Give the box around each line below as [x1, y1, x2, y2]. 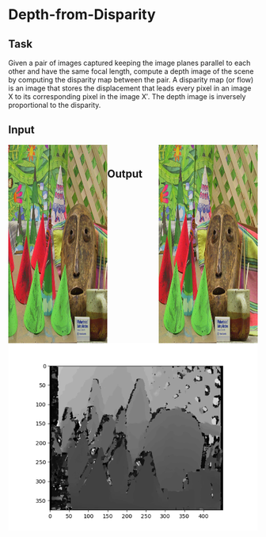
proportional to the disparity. [8, 101, 101, 109]
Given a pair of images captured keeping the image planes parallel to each [8, 58, 251, 67]
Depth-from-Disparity [8, 6, 156, 24]
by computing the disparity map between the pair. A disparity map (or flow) [8, 75, 254, 84]
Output [107, 167, 142, 181]
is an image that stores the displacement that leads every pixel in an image [8, 83, 252, 93]
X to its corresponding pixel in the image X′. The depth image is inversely [8, 92, 246, 101]
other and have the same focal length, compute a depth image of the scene [8, 67, 254, 76]
